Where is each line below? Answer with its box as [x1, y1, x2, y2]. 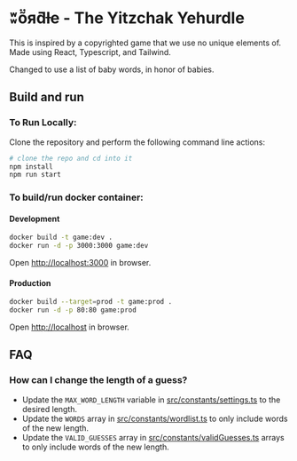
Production [9, 277, 51, 288]
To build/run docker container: [9, 191, 144, 203]
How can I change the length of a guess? [9, 374, 188, 386]
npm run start [9, 171, 62, 179]
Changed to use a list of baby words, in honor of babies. [9, 64, 215, 75]
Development [9, 213, 60, 224]
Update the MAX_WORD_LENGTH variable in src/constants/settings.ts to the [21, 394, 281, 405]
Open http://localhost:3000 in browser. [9, 258, 152, 268]
